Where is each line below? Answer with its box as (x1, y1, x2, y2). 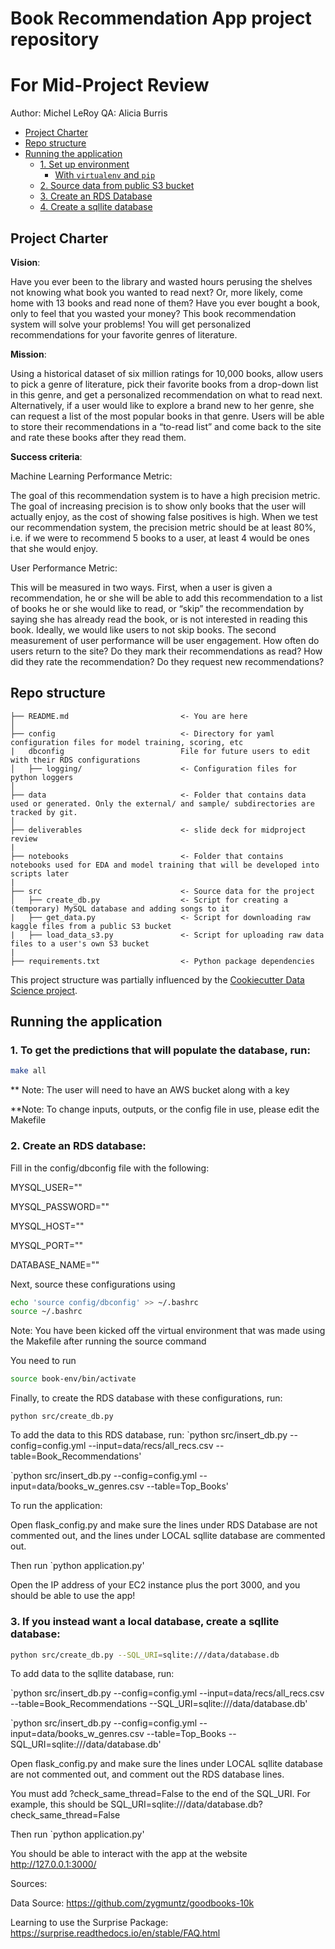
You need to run (10, 1355, 77, 1367)
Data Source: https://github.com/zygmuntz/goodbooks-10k (10, 1897, 255, 1909)
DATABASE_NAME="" (10, 1258, 100, 1271)
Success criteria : (10, 450, 83, 462)
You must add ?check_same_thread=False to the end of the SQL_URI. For (10, 1788, 311, 1800)
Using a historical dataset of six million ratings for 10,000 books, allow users (10, 367, 324, 379)
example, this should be (10, 1798, 109, 1811)
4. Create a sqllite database (39, 201, 153, 213)
